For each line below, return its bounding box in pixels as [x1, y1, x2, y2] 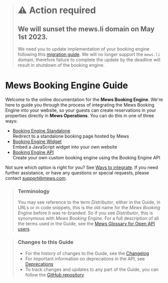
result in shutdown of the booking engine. [17, 62, 105, 68]
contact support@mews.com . [5, 175, 67, 181]
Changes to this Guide [17, 239, 74, 246]
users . [17, 226, 31, 232]
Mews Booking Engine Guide [5, 80, 128, 91]
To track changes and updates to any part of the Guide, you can [25, 266, 159, 272]
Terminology [17, 187, 50, 195]
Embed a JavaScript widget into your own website [12, 144, 117, 150]
